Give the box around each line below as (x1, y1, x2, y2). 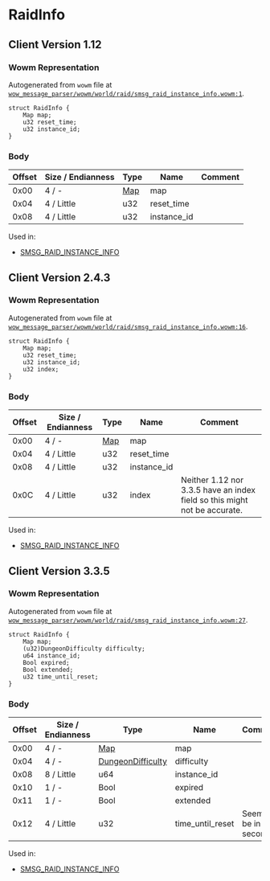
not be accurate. (180, 505, 243, 516)
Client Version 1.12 (8, 38, 102, 51)
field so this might (180, 494, 248, 506)
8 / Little (44, 769, 76, 781)
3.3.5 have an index (180, 485, 256, 496)
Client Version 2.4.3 (8, 271, 111, 285)
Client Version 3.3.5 (8, 564, 110, 578)
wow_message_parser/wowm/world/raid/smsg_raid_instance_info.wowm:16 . (8, 322, 248, 331)
